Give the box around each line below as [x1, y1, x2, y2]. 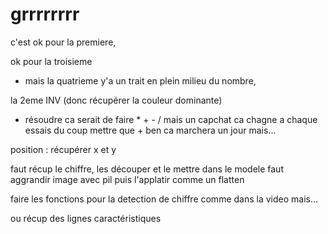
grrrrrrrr [10, 3, 80, 26]
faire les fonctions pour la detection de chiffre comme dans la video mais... [10, 193, 319, 205]
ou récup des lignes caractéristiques [10, 212, 162, 224]
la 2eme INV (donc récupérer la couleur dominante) [10, 94, 223, 106]
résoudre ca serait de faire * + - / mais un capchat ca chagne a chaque [24, 113, 318, 125]
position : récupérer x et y [10, 143, 117, 155]
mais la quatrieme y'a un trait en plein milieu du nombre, [24, 74, 257, 87]
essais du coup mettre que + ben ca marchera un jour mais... [24, 124, 277, 136]
